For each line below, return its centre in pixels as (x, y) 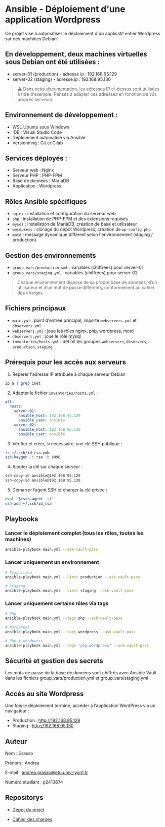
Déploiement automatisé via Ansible (49, 137)
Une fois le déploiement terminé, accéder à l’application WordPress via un (80, 706)
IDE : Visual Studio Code (37, 132)
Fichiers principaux (36, 308)
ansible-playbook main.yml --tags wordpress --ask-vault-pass (70, 632)
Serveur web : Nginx (33, 170)
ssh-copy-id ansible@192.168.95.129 (43, 476)
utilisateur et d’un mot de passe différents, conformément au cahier (86, 288)
